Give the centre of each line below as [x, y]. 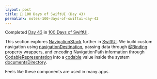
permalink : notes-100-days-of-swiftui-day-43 [52, 18]
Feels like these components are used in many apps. [57, 72]
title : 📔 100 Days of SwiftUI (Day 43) [45, 14]
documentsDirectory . [26, 62]
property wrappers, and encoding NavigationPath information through [75, 52]
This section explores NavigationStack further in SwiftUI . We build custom [79, 42]
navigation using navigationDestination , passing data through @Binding [76, 47]
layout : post [18, 9]
